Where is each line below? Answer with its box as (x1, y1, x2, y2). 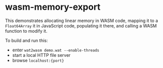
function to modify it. (5, 28, 48, 34)
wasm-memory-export (5, 1, 101, 13)
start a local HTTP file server (12, 52, 71, 58)
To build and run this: (5, 37, 48, 43)
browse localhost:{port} (12, 57, 65, 63)
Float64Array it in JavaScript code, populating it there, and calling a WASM (5, 23, 157, 28)
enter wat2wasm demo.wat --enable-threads (12, 47, 99, 53)
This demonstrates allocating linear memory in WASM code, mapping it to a (5, 18, 159, 23)
